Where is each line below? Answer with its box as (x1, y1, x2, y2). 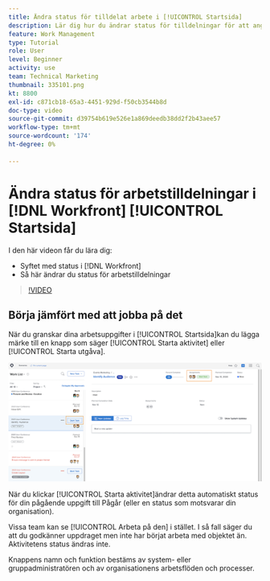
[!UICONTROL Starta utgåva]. (8, 347, 106, 356)
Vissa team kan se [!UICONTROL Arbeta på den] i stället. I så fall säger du (8, 522, 253, 532)
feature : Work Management (8, 30, 95, 38)
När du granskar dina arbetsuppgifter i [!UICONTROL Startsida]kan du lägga (8, 330, 260, 340)
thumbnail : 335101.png (8, 80, 84, 89)
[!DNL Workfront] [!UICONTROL (8, 201, 223, 220)
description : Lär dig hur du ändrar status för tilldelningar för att (8, 21, 250, 30)
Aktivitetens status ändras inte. (8, 539, 111, 549)
